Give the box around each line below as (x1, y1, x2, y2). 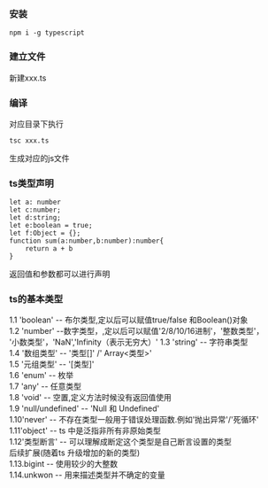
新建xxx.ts (9, 73, 47, 83)
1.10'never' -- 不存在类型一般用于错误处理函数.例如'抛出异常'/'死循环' (9, 414, 259, 425)
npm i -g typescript (9, 28, 86, 37)
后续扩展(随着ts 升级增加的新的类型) (9, 447, 140, 458)
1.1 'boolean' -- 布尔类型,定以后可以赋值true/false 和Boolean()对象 (9, 314, 249, 325)
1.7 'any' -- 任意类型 (9, 381, 82, 391)
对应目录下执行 (9, 118, 64, 129)
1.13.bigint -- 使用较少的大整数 (9, 459, 119, 469)
